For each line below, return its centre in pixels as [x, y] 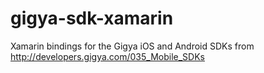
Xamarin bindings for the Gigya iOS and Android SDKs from [132, 46]
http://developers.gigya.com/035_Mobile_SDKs [107, 56]
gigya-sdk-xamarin [92, 18]
